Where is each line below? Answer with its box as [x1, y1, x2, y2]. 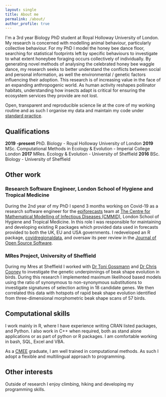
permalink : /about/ [5, 16, 46, 21]
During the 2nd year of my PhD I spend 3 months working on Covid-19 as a [5, 203, 159, 209]
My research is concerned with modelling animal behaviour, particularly [5, 40, 151, 46]
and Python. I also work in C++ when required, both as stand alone [5, 328, 142, 334]
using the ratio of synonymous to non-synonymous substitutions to [5, 279, 142, 285]
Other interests [5, 368, 53, 376]
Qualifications [5, 127, 50, 135]
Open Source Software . [5, 240, 53, 246]
